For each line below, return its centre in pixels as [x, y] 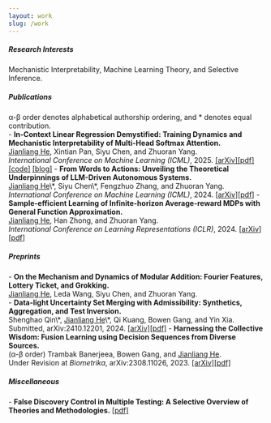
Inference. [26, 79]
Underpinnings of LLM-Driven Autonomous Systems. [100, 177]
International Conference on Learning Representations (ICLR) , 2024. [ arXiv [134, 229]
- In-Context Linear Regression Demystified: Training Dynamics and [125, 135]
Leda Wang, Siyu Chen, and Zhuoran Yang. [126, 294]
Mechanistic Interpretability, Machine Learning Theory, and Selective [124, 70]
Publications [30, 97]
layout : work [30, 16]
